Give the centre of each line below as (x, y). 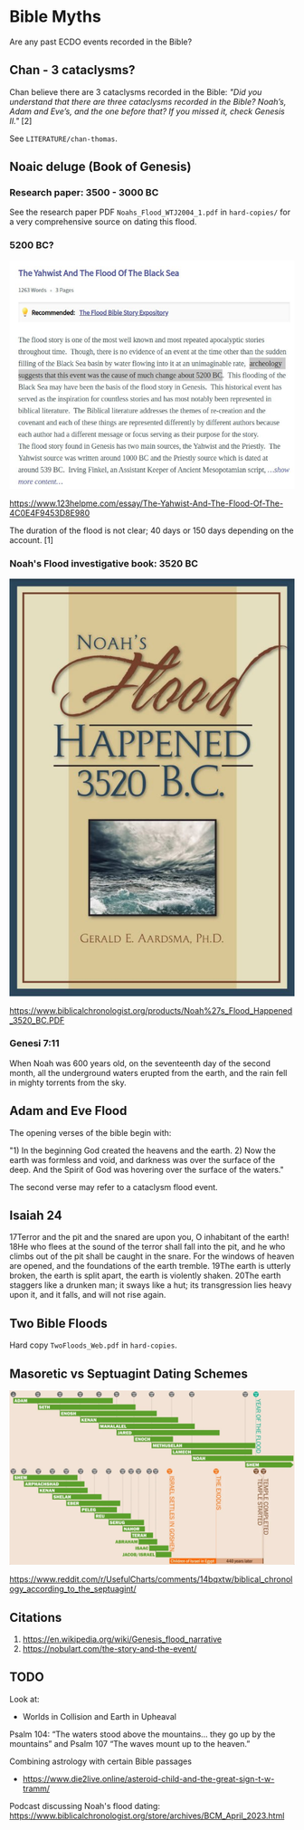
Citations (36, 1617)
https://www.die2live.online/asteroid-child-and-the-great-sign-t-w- (148, 1778)
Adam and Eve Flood (68, 1111)
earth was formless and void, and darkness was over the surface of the (142, 1159)
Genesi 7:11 (34, 1044)
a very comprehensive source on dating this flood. (103, 222)
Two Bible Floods (58, 1323)
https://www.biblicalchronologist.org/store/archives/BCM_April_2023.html (147, 1816)
